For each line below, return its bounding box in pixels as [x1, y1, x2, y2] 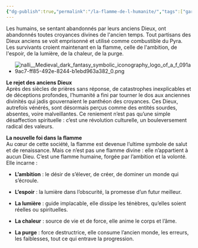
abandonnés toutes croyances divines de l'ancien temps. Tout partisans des [6, 31, 192, 38]
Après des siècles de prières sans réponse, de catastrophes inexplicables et [6, 85, 192, 92]
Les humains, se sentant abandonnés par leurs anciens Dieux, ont [6, 25, 166, 32]
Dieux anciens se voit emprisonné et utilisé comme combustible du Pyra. [6, 37, 183, 44]
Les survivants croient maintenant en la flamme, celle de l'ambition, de [6, 44, 177, 51]
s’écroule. [14, 177, 39, 184]
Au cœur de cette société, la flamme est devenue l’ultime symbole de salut [6, 140, 187, 147]
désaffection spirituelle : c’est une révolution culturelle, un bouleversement [6, 116, 187, 124]
